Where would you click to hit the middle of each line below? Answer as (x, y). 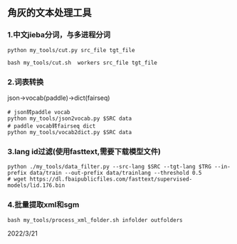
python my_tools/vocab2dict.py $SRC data (70, 132)
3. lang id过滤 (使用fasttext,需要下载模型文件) (84, 151)
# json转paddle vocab (39, 112)
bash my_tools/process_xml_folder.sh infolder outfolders (95, 220)
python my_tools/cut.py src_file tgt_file (71, 50)
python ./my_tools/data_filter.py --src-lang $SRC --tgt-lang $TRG (110, 167)
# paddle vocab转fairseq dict (52, 126)
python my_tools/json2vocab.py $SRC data (70, 118)
